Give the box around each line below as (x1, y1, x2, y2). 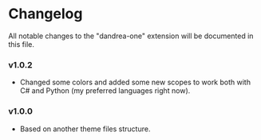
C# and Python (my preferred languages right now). (19, 86, 191, 95)
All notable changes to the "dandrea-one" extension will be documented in (8, 31, 254, 41)
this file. (8, 39, 34, 49)
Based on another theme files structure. (19, 124, 151, 134)
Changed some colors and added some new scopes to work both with (19, 77, 251, 87)
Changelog (8, 5, 83, 23)
